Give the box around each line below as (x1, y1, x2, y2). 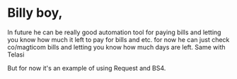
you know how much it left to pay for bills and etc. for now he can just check (7, 35, 230, 43)
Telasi (7, 50, 25, 59)
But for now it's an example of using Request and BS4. (7, 64, 166, 72)
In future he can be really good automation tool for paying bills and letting (7, 28, 221, 36)
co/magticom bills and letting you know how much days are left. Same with (7, 43, 226, 51)
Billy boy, (7, 5, 63, 21)
